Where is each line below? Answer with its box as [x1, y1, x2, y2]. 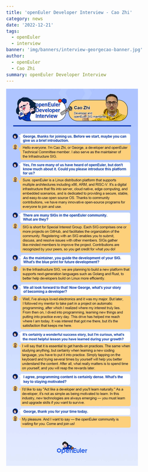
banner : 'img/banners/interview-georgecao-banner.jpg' [6, 47, 143, 53]
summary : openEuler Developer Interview [6, 71, 107, 78]
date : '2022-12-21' [6, 22, 54, 28]
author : [6, 53, 25, 59]
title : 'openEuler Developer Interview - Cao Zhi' [6, 9, 133, 15]
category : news [6, 15, 43, 22]
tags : [6, 28, 19, 34]
